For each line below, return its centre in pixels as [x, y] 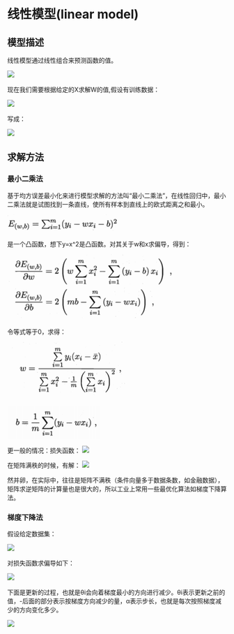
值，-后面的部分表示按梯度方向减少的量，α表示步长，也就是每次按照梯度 [111, 600]
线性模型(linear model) [73, 14]
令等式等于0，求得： [37, 332]
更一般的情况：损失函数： [44, 450]
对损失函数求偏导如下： [41, 563]
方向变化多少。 [41, 610]
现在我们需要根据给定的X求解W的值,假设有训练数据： [84, 89]
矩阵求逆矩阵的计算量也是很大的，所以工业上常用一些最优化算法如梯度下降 [114, 489]
